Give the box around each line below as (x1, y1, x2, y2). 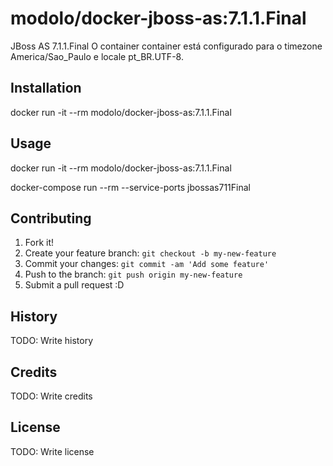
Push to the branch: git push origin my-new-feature (24, 268, 243, 281)
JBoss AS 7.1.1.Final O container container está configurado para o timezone (10, 40, 323, 52)
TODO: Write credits (10, 390, 93, 402)
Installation (10, 80, 82, 97)
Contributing (10, 210, 92, 227)
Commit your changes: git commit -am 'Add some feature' (24, 258, 270, 270)
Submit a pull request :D (24, 279, 125, 291)
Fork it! (24, 237, 55, 249)
